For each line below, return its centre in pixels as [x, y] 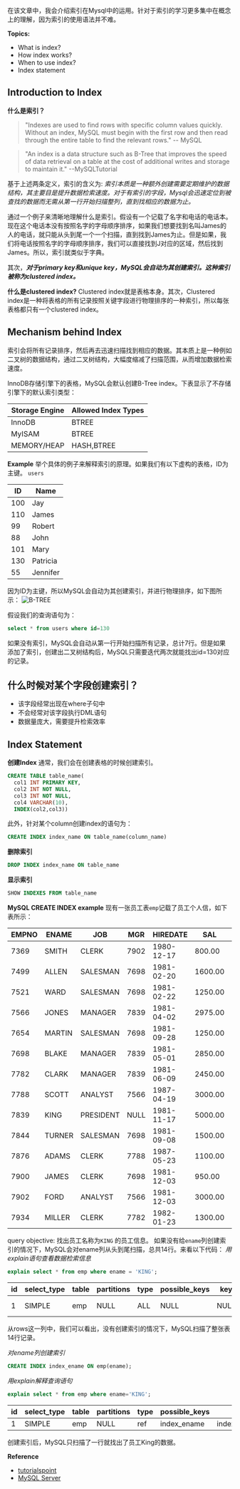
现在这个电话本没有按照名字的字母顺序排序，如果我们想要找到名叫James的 [117, 225]
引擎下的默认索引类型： [42, 392]
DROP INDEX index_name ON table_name [63, 865]
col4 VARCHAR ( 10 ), [41, 803]
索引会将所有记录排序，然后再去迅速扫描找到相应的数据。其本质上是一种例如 [120, 350]
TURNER [59, 1135]
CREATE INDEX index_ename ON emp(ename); [70, 1366]
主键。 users [26, 473]
